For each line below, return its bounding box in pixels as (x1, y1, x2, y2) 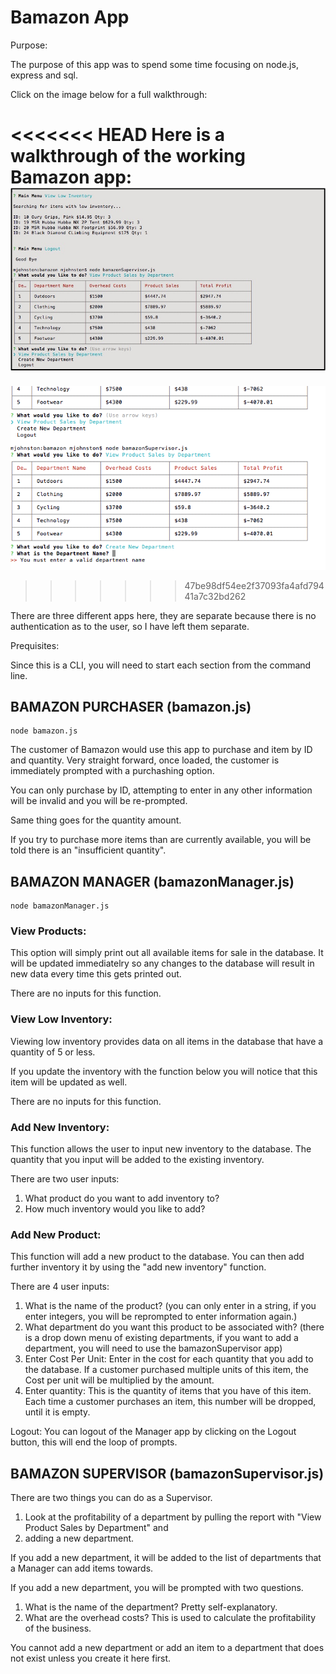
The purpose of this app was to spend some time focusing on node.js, (10, 58, 299, 70)
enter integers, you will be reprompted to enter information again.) (24, 1311, 298, 1323)
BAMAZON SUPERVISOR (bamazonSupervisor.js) (10, 1465, 325, 1482)
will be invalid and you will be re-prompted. (10, 795, 188, 807)
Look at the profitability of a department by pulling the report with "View (24, 1511, 322, 1523)
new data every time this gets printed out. (10, 968, 182, 980)
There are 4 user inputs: (10, 1281, 110, 1293)
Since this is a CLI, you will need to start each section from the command (10, 659, 312, 671)
